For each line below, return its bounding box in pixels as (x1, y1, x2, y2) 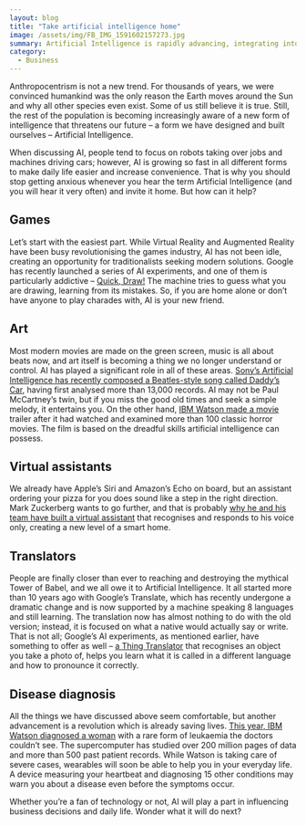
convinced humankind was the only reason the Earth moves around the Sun (9, 90, 294, 101)
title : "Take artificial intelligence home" (9, 22, 181, 31)
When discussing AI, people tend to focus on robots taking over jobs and (9, 147, 283, 158)
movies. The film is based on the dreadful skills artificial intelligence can (9, 423, 280, 434)
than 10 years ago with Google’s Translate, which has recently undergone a (9, 592, 291, 603)
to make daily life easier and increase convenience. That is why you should (9, 166, 291, 177)
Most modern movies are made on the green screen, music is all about (9, 345, 274, 356)
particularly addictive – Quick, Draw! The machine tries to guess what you (9, 275, 287, 286)
